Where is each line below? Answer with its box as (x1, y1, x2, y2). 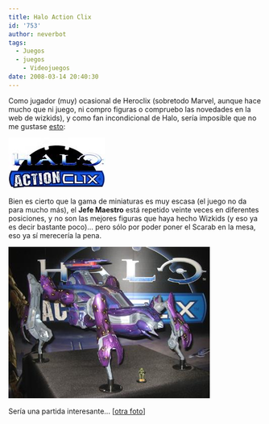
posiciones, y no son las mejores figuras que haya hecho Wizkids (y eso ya (8, 213, 258, 223)
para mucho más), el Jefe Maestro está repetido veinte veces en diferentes (8, 204, 259, 214)
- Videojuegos (23, 65, 70, 73)
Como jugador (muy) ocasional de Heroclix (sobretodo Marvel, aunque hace (8, 95, 262, 105)
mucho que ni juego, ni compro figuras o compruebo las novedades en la (8, 104, 251, 114)
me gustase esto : (8, 121, 66, 131)
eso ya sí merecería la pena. (8, 230, 102, 240)
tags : (8, 39, 27, 47)
